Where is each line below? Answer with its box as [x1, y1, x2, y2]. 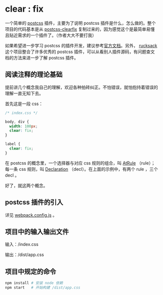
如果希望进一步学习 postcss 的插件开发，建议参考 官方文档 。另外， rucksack [5, 42, 158, 48]
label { [5, 142, 21, 147]
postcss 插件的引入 [5, 198, 64, 206]
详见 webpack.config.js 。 [5, 212, 57, 218]
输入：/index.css [5, 241, 39, 247]
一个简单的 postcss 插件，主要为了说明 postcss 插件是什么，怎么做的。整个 [5, 20, 156, 26]
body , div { [5, 119, 29, 124]
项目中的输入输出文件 [5, 227, 69, 236]
